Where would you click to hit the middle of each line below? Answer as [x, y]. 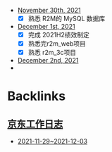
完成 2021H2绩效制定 [59, 35]
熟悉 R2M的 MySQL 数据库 [67, 18]
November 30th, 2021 [49, 10]
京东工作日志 [35, 123]
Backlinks [37, 96]
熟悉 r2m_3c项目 [52, 53]
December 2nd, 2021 [48, 61]
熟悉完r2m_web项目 [57, 44]
